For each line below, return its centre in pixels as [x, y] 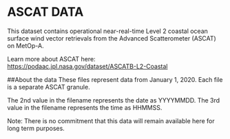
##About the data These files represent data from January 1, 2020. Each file [115, 79]
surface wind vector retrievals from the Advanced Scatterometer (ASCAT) [112, 38]
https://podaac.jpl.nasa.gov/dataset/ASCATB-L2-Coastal [87, 66]
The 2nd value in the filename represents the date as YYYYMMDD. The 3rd [114, 100]
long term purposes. [36, 128]
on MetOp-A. [25, 45]
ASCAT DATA [45, 12]
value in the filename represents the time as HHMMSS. [85, 107]
